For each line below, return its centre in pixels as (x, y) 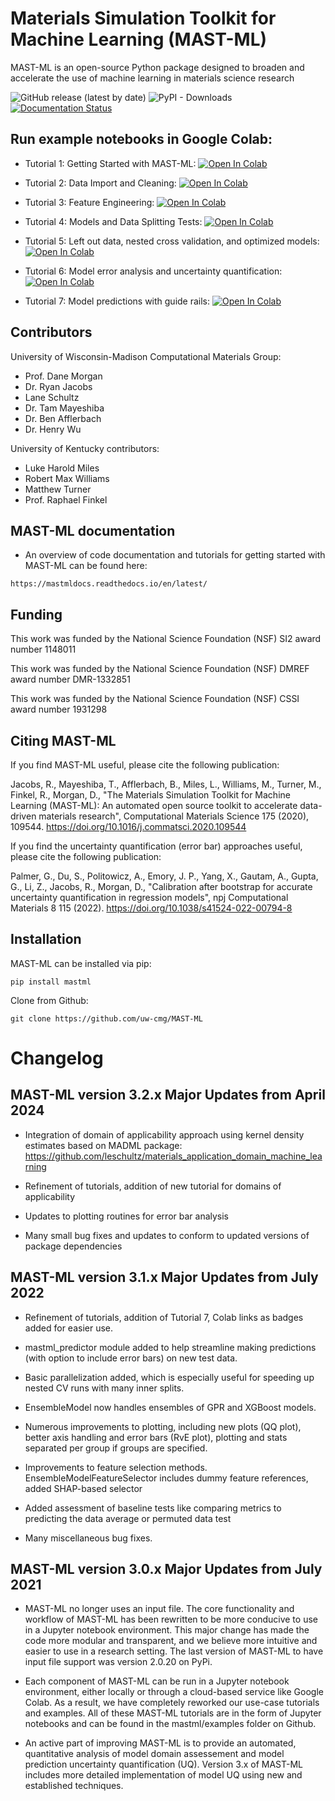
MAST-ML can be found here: (86, 566)
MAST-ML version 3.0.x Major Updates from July (166, 1569)
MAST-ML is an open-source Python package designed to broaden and (157, 67)
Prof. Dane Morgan (63, 376)
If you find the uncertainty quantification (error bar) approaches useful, (156, 846)
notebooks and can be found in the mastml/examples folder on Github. (170, 1724)
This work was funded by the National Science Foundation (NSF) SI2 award (166, 639)
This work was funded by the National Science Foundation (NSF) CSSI (155, 699)
